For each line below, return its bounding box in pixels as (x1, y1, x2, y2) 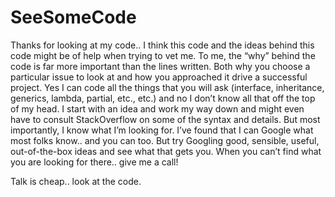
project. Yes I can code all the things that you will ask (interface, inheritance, (10, 81, 325, 93)
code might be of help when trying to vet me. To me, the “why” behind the (10, 49, 316, 61)
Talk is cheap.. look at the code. (10, 175, 142, 187)
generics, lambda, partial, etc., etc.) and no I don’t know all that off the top (10, 92, 316, 104)
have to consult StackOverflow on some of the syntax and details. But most (10, 113, 321, 125)
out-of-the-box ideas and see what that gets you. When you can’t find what (10, 145, 322, 157)
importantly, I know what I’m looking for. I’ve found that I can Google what (10, 124, 314, 136)
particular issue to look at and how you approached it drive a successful (10, 71, 308, 83)
